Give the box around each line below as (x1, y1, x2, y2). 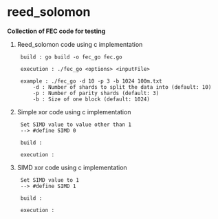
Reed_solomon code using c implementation (17, 40, 143, 48)
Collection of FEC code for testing (7, 27, 106, 35)
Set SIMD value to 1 (20, 176, 79, 183)
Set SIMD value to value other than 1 (20, 121, 132, 128)
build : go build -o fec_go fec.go (20, 53, 122, 61)
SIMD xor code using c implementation (17, 163, 127, 171)
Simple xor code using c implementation (17, 107, 131, 116)
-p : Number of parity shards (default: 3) (32, 90, 160, 96)
